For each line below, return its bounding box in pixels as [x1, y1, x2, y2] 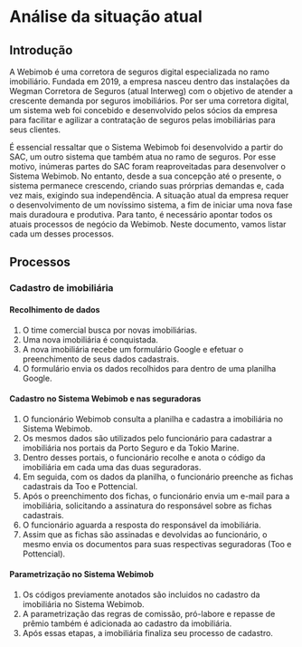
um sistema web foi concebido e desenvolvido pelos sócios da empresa [9, 105, 278, 115]
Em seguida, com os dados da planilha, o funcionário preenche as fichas [22, 471, 294, 482]
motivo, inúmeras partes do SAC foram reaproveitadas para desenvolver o [9, 161, 287, 171]
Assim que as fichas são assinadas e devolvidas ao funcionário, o [22, 528, 268, 540]
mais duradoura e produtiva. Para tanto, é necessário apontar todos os [9, 209, 273, 219]
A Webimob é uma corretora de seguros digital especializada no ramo [9, 66, 269, 77]
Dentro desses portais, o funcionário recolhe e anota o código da [22, 451, 266, 463]
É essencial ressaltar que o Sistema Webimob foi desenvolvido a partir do [9, 142, 284, 152]
